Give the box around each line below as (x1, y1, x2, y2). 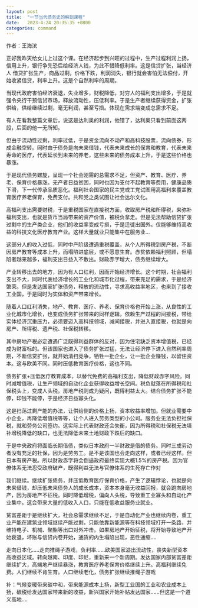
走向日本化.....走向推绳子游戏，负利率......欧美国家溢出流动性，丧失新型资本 (6, 546, 188, 554)
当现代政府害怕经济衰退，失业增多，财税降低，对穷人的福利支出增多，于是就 (6, 89, 192, 96)
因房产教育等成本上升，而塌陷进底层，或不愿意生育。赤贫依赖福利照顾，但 (6, 248, 187, 256)
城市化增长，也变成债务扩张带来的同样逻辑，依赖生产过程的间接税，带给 (16, 311, 192, 318)
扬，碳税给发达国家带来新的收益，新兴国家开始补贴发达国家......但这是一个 (6, 588, 186, 596)
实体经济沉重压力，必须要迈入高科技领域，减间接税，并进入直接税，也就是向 (6, 318, 192, 325)
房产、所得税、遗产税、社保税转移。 (6, 325, 94, 332)
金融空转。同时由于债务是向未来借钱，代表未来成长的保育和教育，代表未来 (11, 144, 192, 151)
